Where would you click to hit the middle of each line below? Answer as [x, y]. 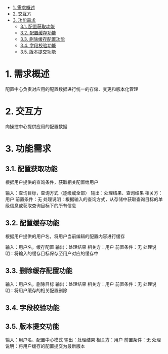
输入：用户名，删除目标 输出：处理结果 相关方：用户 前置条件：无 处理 [79, 284]
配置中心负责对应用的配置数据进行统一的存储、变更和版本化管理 [72, 89]
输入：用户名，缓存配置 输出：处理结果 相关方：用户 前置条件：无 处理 [79, 247]
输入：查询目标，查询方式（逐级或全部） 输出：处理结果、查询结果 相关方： [84, 193]
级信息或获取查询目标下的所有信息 [41, 205]
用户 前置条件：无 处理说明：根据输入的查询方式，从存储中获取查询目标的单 [84, 199]
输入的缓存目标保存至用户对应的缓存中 [58, 253]
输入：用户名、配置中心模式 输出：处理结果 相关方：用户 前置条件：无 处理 [83, 340]
